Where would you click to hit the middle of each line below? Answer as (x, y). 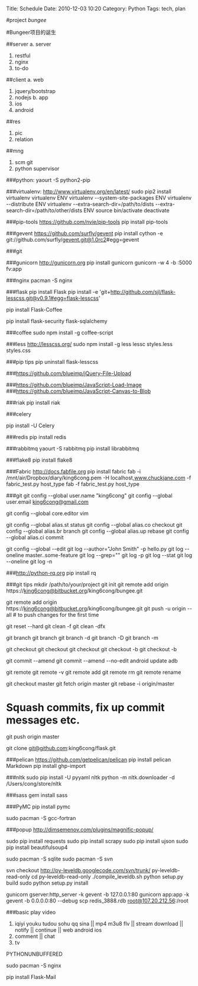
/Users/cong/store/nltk (34, 783)
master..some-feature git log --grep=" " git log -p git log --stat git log (109, 555)
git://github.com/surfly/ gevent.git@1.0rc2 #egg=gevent (73, 240)
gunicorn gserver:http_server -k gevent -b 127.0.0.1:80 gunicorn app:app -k (98, 894)
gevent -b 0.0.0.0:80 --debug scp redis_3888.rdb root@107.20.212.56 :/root (97, 901)
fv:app (14, 269)
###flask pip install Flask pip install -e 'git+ (59, 292)
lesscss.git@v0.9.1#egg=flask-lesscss (53, 298)
